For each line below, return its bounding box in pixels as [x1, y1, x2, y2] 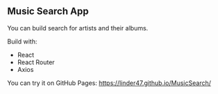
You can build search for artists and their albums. [7, 23, 148, 32]
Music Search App [7, 6, 89, 17]
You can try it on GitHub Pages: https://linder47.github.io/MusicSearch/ [7, 79, 211, 87]
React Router [17, 58, 55, 66]
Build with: [7, 37, 38, 46]
